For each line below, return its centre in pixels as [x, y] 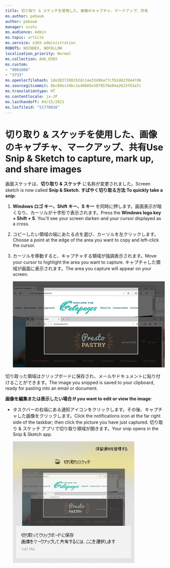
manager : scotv [21, 27]
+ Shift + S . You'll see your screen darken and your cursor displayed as [87, 218]
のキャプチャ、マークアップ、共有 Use [84, 147]
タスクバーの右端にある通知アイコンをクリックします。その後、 [79, 409]
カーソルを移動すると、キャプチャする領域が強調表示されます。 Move [84, 256]
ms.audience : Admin [26, 32]
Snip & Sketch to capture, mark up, [79, 158]
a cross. [21, 224]
